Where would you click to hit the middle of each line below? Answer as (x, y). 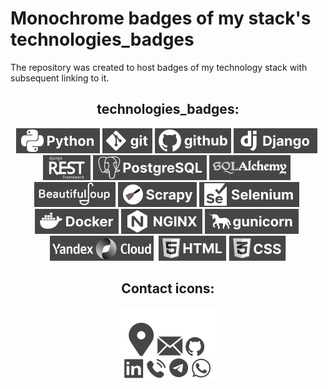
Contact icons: (168, 288)
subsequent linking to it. (60, 78)
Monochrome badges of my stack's (161, 18)
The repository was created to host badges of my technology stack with (159, 67)
